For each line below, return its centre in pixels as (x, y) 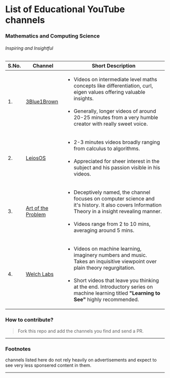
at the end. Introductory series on (113, 287)
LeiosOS (36, 158)
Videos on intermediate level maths (116, 80)
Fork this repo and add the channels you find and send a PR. (81, 331)
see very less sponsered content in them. (48, 365)
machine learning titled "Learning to (117, 293)
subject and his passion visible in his (117, 167)
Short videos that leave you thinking (116, 281)
